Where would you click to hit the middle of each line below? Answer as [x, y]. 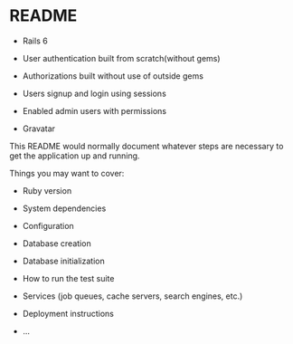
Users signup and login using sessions [95, 93]
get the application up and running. [75, 156]
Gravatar [39, 129]
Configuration [48, 225]
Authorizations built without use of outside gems [113, 76]
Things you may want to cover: [67, 173]
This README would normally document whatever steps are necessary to [146, 146]
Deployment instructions [68, 313]
